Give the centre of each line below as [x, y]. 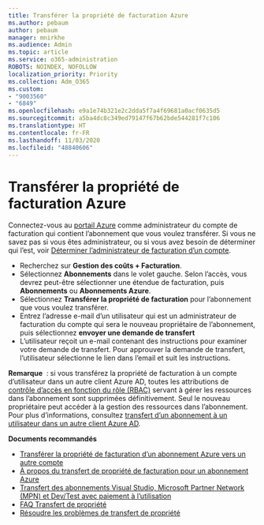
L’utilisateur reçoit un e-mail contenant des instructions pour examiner [133, 341]
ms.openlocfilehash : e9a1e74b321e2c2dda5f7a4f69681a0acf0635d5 [114, 111]
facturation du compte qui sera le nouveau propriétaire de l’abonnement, [138, 324]
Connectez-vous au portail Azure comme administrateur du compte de [123, 225]
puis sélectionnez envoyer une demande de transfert [107, 333]
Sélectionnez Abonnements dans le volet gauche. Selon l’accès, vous [133, 274]
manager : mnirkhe [37, 37]
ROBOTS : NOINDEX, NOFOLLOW [52, 67]
